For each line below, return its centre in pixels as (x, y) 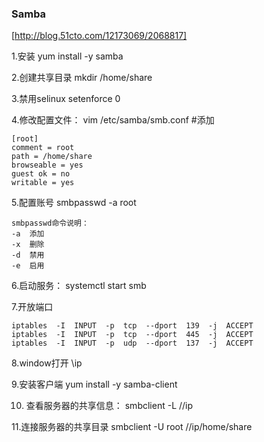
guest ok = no (41, 174)
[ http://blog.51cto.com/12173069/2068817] (99, 36)
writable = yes (43, 183)
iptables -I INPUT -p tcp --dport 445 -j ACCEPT (132, 335)
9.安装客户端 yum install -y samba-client (94, 384)
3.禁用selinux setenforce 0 (66, 99)
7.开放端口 (32, 307)
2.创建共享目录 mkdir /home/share (82, 78)
